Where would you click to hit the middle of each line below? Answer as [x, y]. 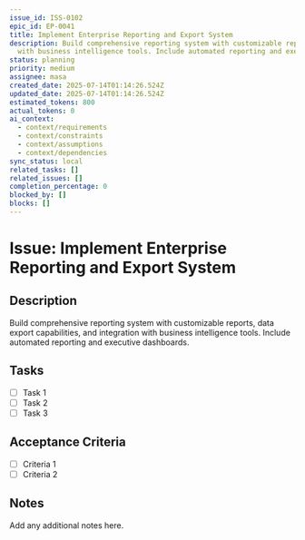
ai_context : [32, 119]
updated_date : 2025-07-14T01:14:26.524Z [87, 93]
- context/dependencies [62, 152]
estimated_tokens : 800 [52, 102]
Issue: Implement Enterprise [118, 248]
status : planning [42, 60]
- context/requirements [62, 128]
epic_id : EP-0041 [42, 26]
